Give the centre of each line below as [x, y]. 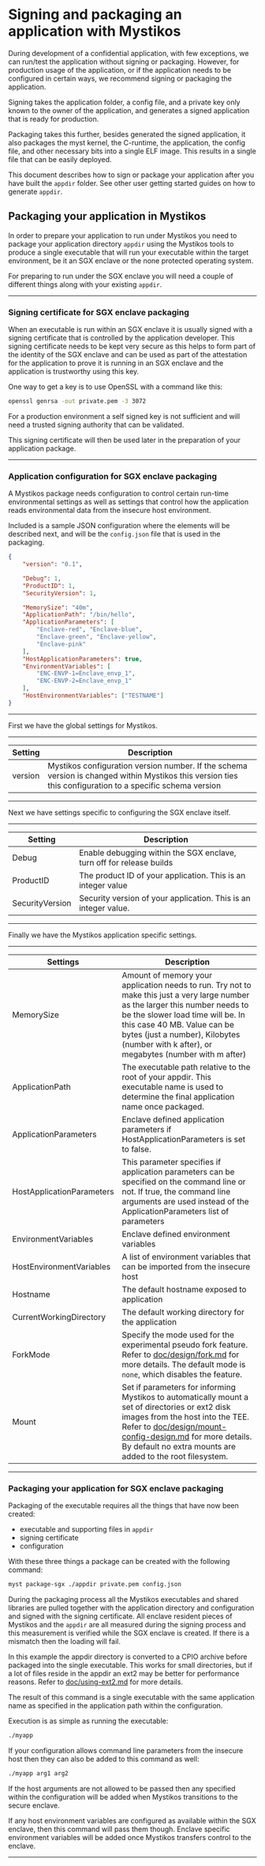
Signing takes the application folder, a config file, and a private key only [124, 102]
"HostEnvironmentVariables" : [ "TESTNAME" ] [93, 696]
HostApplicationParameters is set [184, 1139]
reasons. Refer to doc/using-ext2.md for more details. [96, 1682]
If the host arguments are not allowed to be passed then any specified [122, 1789]
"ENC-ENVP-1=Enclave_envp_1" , [86, 673]
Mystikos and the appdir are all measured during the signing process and [127, 1625]
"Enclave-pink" [62, 644]
